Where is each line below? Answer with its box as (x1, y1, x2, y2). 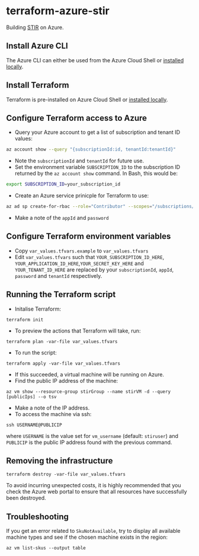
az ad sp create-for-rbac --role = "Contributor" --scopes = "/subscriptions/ (6, 203, 195, 210)
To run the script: (14, 349, 57, 356)
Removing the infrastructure (6, 456, 113, 466)
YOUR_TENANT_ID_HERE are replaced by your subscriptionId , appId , (14, 266, 174, 273)
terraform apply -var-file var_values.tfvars (6, 360, 120, 366)
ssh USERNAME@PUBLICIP (6, 422, 62, 428)
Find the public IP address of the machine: (14, 377, 118, 384)
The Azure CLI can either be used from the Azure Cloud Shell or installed (6, 56, 184, 63)
